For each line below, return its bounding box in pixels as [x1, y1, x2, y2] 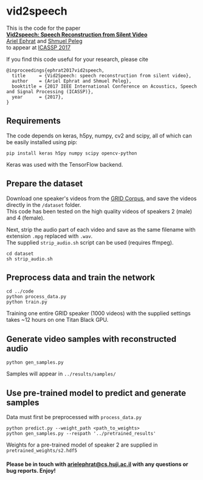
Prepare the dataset [6, 178, 83, 189]
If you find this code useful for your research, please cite [6, 55, 149, 63]
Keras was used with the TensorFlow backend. [6, 161, 123, 168]
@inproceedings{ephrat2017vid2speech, [6, 67, 105, 74]
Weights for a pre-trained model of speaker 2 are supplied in [6, 441, 158, 448]
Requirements [6, 116, 61, 126]
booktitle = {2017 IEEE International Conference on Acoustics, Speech [12, 83, 198, 89]
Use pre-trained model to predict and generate [6, 388, 187, 398]
